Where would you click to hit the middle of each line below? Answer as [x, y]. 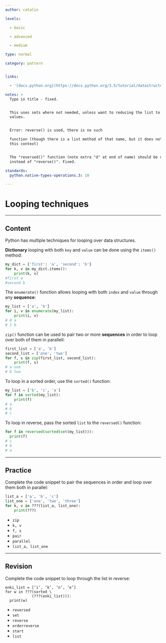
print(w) [19, 600]
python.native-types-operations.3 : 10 [50, 175]
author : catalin [22, 10]
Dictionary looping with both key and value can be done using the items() [81, 250]
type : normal [19, 54]
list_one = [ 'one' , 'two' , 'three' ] [43, 501]
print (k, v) [26, 273]
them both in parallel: [27, 487]
